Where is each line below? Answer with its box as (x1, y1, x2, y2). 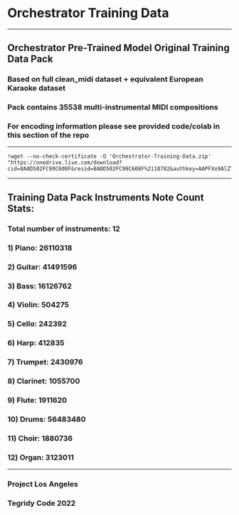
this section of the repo (7, 130, 90, 140)
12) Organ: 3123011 (7, 452, 75, 462)
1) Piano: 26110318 (7, 243, 73, 253)
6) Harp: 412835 (7, 338, 65, 348)
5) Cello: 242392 (7, 319, 68, 329)
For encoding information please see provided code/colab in (7, 121, 221, 131)
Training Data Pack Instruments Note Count (7, 191, 204, 203)
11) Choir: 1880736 (7, 433, 73, 443)
